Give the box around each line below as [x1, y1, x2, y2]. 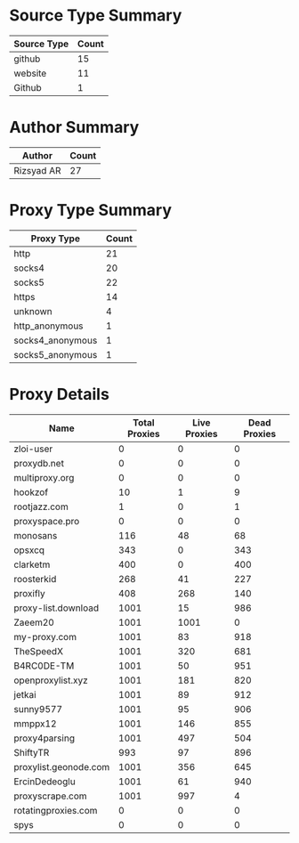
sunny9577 [13, 702, 63, 715]
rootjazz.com [13, 500, 69, 513]
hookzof [13, 486, 49, 499]
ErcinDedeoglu [13, 775, 76, 788]
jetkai [13, 688, 37, 701]
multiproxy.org [13, 471, 75, 483]
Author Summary [9, 118, 140, 138]
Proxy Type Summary [9, 200, 172, 221]
